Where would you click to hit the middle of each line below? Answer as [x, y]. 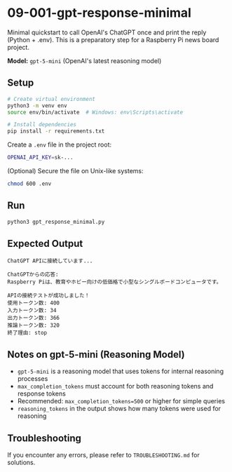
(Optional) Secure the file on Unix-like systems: [75, 171]
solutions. [21, 462]
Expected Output [45, 243]
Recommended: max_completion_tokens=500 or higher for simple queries [121, 401]
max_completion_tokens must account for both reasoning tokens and [115, 386]
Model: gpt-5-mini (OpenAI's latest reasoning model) [84, 60]
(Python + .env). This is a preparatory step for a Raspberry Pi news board [113, 39]
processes [33, 379]
